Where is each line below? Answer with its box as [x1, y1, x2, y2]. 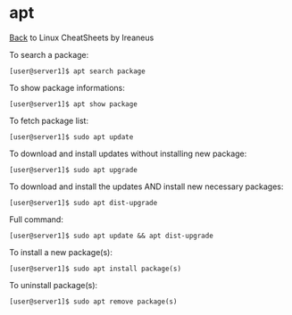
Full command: [9, 213, 64, 225]
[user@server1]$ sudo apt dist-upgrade [9, 198, 158, 207]
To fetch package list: [9, 115, 89, 126]
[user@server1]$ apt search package [9, 66, 146, 76]
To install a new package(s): [9, 246, 113, 257]
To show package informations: [9, 82, 125, 93]
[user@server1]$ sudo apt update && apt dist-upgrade [9, 231, 214, 240]
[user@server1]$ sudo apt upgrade [9, 165, 138, 174]
